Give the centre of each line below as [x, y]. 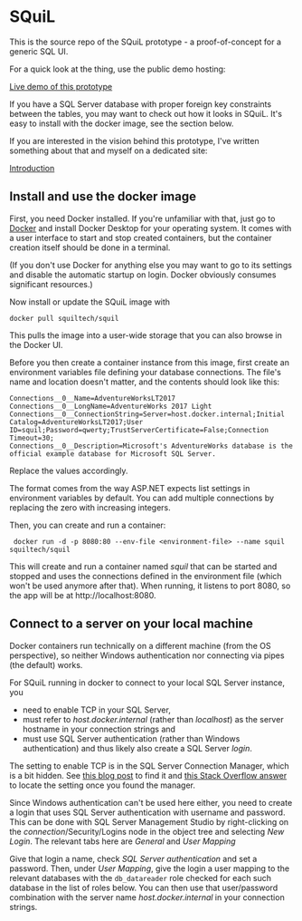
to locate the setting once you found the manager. [103, 785]
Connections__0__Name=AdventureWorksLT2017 [93, 398]
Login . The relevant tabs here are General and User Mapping [123, 841]
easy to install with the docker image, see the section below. [122, 123]
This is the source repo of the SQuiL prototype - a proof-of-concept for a [146, 42]
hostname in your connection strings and [99, 729]
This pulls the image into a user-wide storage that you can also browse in [146, 335]
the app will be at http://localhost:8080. [83, 595]
